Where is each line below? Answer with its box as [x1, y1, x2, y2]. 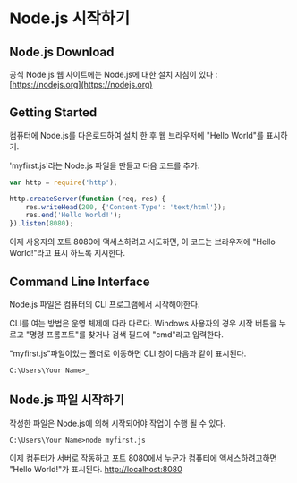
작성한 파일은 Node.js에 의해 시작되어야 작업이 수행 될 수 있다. [9, 418, 226, 428]
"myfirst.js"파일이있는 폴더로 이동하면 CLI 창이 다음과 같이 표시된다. [9, 348, 247, 359]
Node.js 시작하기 [9, 8, 131, 29]
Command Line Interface [9, 274, 150, 289]
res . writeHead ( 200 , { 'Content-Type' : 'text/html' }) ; [25, 202, 226, 211]
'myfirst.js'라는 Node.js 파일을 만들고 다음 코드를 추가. [9, 160, 200, 171]
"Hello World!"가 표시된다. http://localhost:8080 [9, 463, 182, 474]
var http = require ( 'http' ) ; [9, 178, 118, 187]
